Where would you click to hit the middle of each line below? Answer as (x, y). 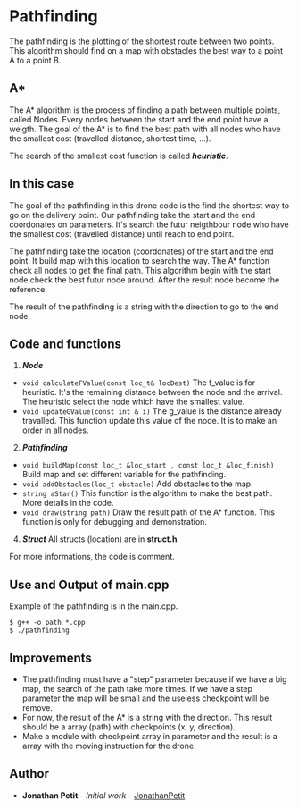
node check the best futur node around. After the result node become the (145, 280)
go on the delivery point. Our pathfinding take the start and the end (132, 215)
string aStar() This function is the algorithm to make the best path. (147, 493)
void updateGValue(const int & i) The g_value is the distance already (152, 411)
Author (29, 774)
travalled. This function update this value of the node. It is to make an (149, 421)
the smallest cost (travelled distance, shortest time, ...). (110, 138)
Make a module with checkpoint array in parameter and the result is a (150, 736)
